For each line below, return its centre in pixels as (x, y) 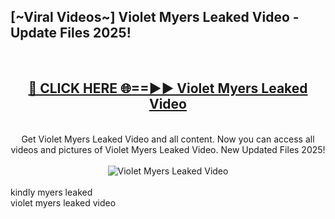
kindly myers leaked (51, 192)
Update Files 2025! (71, 33)
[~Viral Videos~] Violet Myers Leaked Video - (155, 17)
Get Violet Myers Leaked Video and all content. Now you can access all (168, 139)
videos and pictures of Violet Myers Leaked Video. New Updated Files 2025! (168, 149)
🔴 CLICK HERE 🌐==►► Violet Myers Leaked (168, 88)
